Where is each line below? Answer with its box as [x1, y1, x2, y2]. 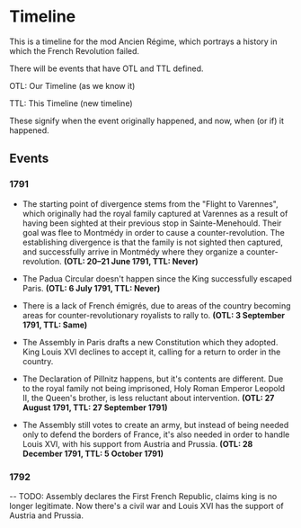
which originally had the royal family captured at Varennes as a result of [22, 208, 288, 219]
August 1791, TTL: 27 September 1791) [22, 402, 168, 413]
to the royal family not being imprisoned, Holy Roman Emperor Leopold [22, 382, 286, 393]
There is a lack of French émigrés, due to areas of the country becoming [22, 300, 291, 311]
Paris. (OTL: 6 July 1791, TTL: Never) [22, 282, 161, 293]
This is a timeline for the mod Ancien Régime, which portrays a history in [9, 36, 278, 47]
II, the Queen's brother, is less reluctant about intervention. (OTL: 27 [22, 392, 275, 403]
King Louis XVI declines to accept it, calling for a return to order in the [22, 346, 281, 357]
